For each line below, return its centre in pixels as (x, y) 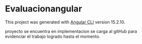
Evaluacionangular (44, 9)
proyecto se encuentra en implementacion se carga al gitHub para (71, 31)
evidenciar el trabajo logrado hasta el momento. (53, 36)
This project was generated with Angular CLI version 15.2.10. (65, 22)
